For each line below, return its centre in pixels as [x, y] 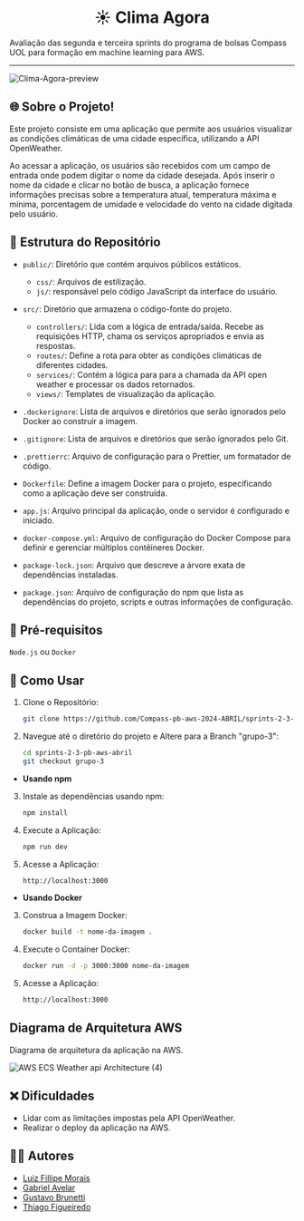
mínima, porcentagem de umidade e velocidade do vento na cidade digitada [151, 204]
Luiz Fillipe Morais [56, 1177]
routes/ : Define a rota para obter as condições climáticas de [149, 355]
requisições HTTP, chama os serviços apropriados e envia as [150, 336]
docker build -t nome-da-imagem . [87, 932]
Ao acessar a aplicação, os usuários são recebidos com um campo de [140, 165]
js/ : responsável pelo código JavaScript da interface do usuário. [157, 291]
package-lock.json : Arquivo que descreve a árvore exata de [134, 565]
